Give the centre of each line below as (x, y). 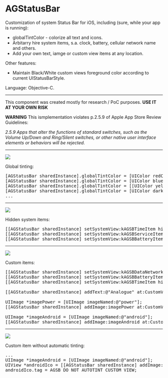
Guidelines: (17, 122)
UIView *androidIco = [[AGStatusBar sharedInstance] (71, 365)
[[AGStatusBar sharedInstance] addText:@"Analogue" (70, 292)
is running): (17, 27)
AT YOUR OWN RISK (27, 107)
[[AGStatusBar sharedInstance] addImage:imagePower (70, 307)
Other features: (21, 63)
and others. (24, 48)
